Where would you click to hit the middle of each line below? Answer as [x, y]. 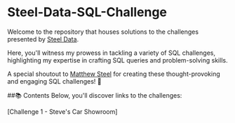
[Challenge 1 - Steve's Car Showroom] [62, 111]
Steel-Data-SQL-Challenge [87, 12]
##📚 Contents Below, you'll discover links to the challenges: [95, 95]
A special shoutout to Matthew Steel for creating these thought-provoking [114, 74]
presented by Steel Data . [43, 39]
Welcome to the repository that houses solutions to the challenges [103, 32]
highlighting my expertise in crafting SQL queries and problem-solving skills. [117, 60]
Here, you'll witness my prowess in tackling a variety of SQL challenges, [112, 53]
